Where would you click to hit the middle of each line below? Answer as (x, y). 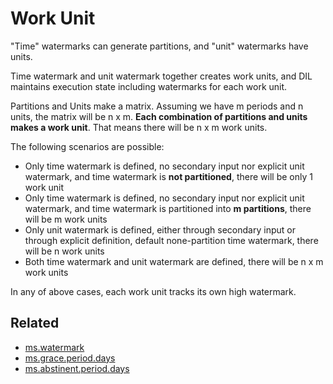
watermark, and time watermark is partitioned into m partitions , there (168, 208)
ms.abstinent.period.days (77, 368)
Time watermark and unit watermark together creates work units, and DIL (161, 76)
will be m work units (66, 219)
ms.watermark (54, 347)
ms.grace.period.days (70, 358)
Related (35, 323)
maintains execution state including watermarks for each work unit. (149, 86)
